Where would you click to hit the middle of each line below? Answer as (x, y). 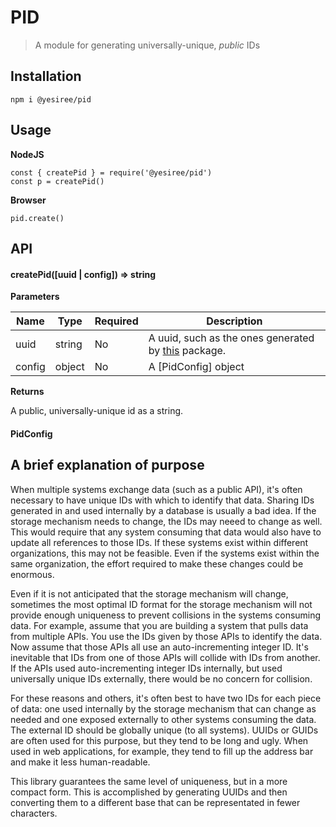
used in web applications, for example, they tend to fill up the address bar (162, 751)
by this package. (187, 351)
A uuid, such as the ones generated (231, 338)
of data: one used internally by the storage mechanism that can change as (163, 708)
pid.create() (37, 218)
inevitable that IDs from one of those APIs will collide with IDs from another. (165, 657)
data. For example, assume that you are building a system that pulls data (159, 625)
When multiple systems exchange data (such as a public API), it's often (156, 489)
